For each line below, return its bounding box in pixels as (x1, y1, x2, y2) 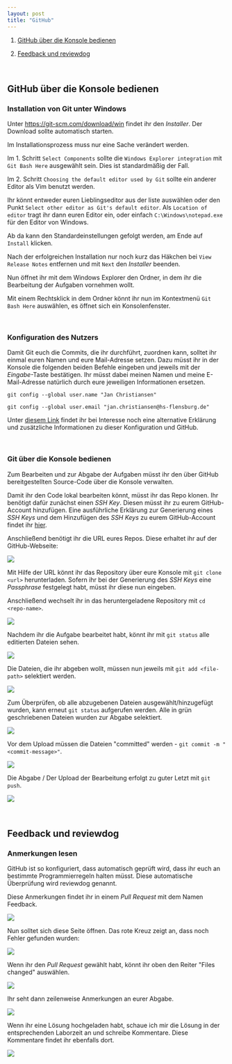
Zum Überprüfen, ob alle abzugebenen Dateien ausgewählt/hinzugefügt (7, 698, 213, 707)
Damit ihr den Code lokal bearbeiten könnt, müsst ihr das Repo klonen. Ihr (7, 491, 219, 499)
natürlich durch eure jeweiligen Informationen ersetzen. (47, 378, 206, 387)
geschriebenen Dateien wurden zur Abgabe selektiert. (7, 713, 163, 721)
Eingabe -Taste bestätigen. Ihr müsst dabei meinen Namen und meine (7, 371, 206, 379)
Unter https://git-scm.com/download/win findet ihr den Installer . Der (7, 120, 203, 128)
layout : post (7, 10, 45, 17)
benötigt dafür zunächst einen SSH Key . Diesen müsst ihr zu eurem (7, 498, 200, 507)
